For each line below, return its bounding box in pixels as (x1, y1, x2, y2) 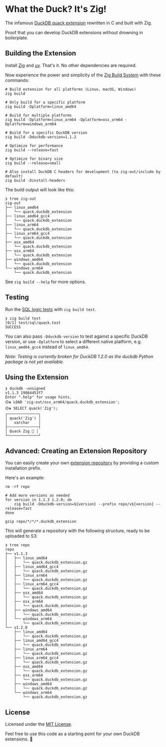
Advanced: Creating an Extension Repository (5, 446, 147, 455)
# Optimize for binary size (5, 156, 63, 161)
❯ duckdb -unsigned (5, 386, 46, 391)
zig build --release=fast (5, 147, 58, 152)
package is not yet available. (5, 359, 64, 365)
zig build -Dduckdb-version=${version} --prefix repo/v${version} (14, 502, 154, 507)
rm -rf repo (5, 485, 30, 490)
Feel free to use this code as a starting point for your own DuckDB (5, 731, 140, 737)
